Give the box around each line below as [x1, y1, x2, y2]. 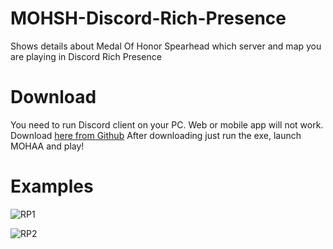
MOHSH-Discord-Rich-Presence [10, 7, 287, 30]
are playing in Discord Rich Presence [10, 50, 162, 62]
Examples [10, 175, 94, 198]
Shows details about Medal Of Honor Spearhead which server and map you [10, 40, 322, 52]
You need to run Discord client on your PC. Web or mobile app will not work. [10, 118, 324, 131]
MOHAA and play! [10, 140, 85, 152]
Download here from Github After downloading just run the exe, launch [10, 129, 302, 141]
